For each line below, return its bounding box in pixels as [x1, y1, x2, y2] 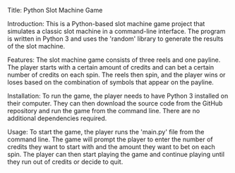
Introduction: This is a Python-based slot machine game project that [7, 20, 205, 27]
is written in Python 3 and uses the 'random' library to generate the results [7, 34, 224, 43]
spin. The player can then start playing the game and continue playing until [7, 150, 224, 158]
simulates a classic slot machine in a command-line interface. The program [7, 27, 226, 35]
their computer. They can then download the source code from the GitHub [7, 99, 223, 108]
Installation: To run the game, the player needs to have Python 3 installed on [7, 91, 229, 100]
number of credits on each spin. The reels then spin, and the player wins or [7, 70, 226, 79]
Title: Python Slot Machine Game [7, 6, 103, 14]
